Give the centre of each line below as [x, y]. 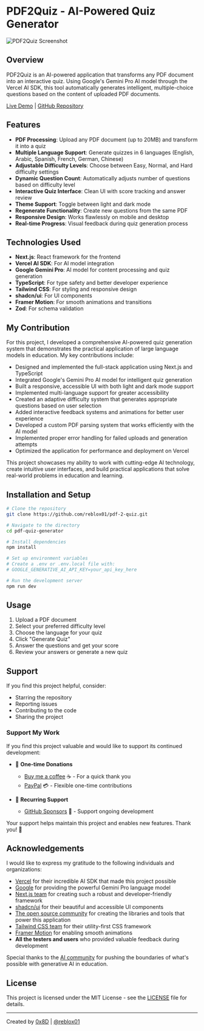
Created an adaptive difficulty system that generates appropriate [96, 400]
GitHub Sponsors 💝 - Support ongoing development [89, 811]
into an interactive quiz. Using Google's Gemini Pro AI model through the [97, 81]
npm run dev [21, 586]
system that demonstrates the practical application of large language [93, 349]
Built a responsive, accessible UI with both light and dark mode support [104, 386]
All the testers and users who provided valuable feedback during [97, 939]
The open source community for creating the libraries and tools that [100, 914]
